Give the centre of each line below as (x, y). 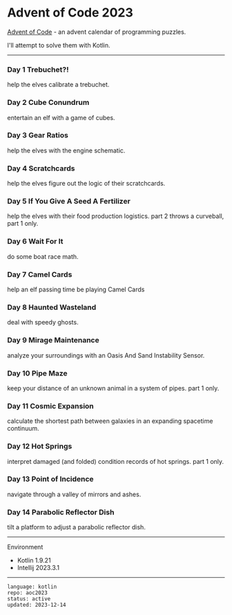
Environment (25, 547)
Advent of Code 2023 (70, 13)
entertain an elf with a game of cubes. (61, 117)
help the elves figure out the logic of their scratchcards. (86, 184)
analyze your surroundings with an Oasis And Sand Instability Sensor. (106, 355)
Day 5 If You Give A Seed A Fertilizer (69, 202)
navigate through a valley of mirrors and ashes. (74, 494)
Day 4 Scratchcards (41, 168)
